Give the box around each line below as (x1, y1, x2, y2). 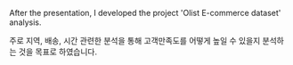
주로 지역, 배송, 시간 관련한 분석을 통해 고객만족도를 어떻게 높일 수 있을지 (9, 36, 261, 45)
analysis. (9, 17, 42, 28)
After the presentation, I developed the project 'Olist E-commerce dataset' (9, 8, 281, 18)
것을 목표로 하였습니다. (18, 46, 98, 57)
